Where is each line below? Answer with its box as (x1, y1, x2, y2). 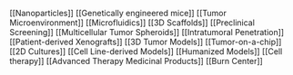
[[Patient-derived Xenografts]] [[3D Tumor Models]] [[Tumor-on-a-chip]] (9, 36, 282, 47)
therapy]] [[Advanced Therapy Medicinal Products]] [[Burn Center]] (9, 56, 264, 66)
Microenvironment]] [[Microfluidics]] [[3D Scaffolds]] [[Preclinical (9, 17, 255, 28)
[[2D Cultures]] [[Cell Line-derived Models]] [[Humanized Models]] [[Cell (9, 46, 283, 57)
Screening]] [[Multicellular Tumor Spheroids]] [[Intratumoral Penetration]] (9, 27, 285, 37)
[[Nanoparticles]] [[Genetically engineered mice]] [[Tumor (9, 8, 227, 18)
